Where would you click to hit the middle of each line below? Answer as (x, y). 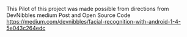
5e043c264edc (26, 28)
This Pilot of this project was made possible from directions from (88, 9)
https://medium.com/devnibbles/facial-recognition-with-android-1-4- (94, 22)
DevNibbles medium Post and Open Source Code (68, 15)
